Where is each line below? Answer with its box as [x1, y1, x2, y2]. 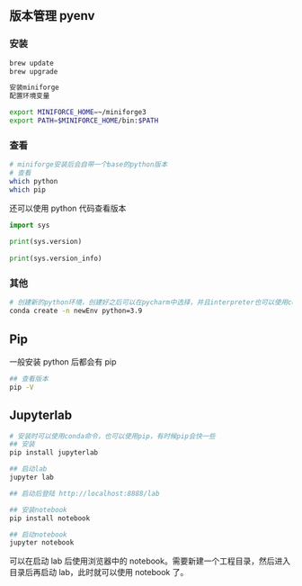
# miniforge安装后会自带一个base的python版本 [9, 160, 168, 169]
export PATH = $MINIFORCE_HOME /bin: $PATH [9, 116, 159, 125]
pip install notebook [9, 513, 91, 523]
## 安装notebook [9, 505, 67, 514]
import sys [9, 221, 50, 230]
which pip [9, 185, 47, 194]
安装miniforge [9, 83, 60, 93]
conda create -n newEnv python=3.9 [9, 306, 143, 316]
